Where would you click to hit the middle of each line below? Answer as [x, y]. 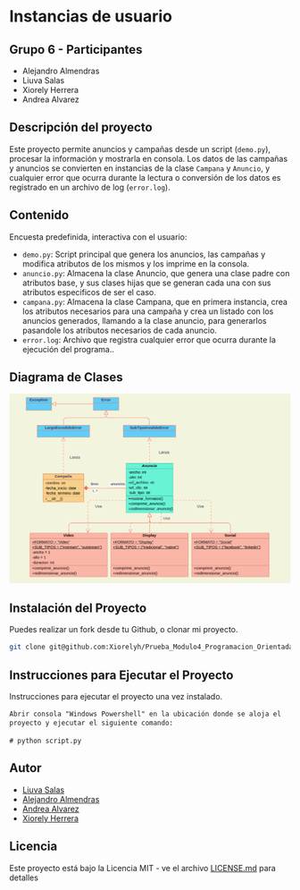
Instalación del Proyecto [78, 608]
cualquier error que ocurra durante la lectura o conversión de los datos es [145, 177]
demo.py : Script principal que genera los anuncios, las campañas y [144, 254]
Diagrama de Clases [66, 377]
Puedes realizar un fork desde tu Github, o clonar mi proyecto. [124, 630]
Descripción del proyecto [81, 127]
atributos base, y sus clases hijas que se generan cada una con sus [146, 283]
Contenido [39, 215]
